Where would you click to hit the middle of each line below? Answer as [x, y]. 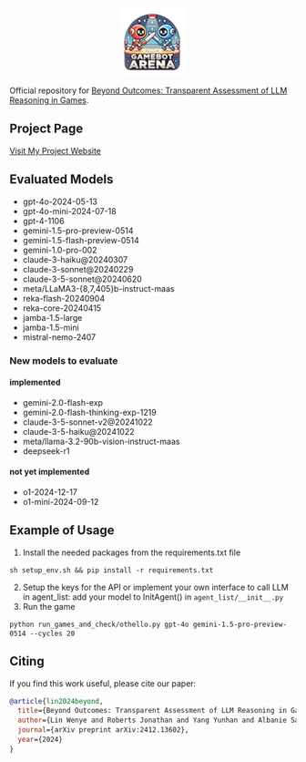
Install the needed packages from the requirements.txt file [132, 552]
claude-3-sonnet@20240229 [78, 269]
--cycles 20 [52, 633]
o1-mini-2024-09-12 [61, 501]
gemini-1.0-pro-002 [60, 250]
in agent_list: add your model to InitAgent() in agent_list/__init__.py [153, 597]
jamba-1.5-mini [51, 327]
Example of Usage [62, 530]
